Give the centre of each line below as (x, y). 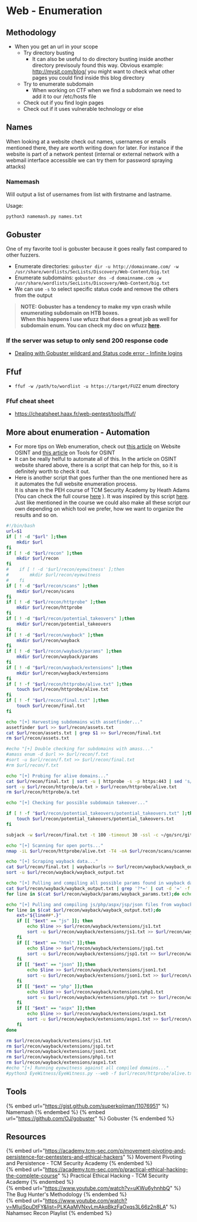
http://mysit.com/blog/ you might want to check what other (103, 71)
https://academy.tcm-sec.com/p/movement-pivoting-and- (115, 1151)
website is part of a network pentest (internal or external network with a (93, 154)
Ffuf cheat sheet (30, 401)
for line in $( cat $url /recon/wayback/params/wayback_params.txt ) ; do (93, 894)
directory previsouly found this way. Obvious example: (98, 65)
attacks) (16, 166)
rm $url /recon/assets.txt (38, 738)
